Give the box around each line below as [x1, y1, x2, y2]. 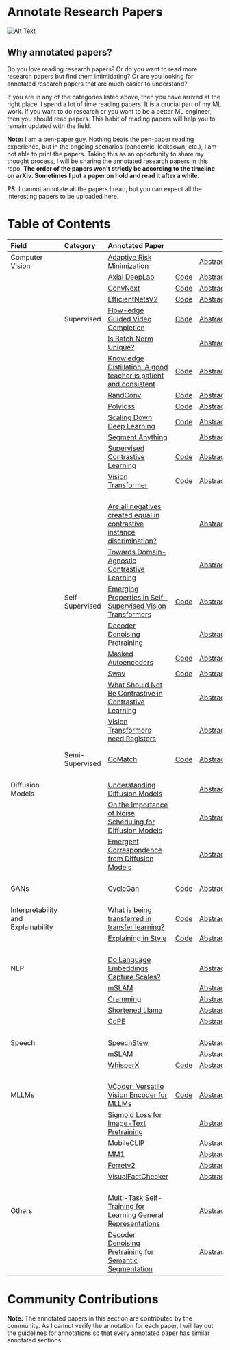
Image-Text [107, 1118, 146, 1128]
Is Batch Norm [107, 334, 154, 343]
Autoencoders [107, 657, 154, 667]
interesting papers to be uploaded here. [7, 192, 119, 200]
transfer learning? [107, 922, 165, 932]
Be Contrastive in [107, 688, 163, 698]
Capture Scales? [107, 972, 161, 981]
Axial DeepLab [107, 272, 155, 282]
